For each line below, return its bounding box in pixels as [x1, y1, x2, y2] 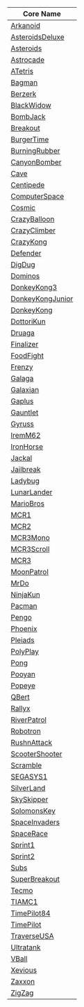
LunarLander [10, 487, 53, 496]
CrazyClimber [10, 225, 56, 235]
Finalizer [10, 340, 39, 349]
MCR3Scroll [10, 544, 50, 554]
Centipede [10, 180, 45, 190]
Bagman [10, 78, 38, 87]
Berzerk [10, 89, 37, 99]
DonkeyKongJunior [10, 294, 74, 303]
